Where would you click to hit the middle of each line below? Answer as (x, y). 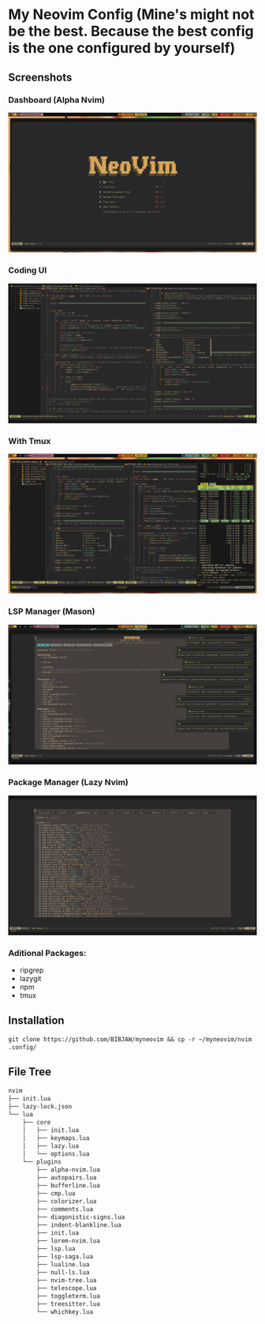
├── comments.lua (65, 1209)
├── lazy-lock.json (40, 1106)
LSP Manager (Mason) (52, 611)
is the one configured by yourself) (122, 48)
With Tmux (30, 442)
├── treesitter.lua (69, 1304)
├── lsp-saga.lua (65, 1256)
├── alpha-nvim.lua (69, 1170)
